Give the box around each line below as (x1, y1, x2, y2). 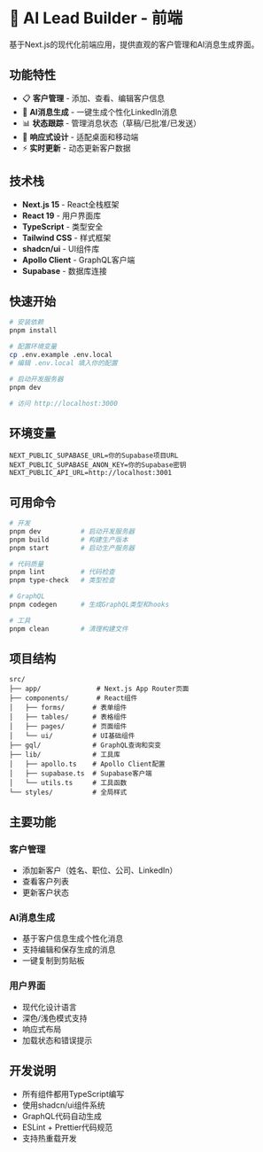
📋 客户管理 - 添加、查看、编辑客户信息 (21, 92, 166, 103)
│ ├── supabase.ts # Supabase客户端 (9, 769, 152, 778)
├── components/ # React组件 (9, 694, 138, 703)
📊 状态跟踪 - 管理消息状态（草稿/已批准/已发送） (21, 117, 202, 128)
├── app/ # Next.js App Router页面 (9, 684, 190, 694)
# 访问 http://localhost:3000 (9, 399, 118, 408)
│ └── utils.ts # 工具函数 (9, 779, 128, 788)
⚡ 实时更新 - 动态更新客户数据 (21, 143, 131, 153)
